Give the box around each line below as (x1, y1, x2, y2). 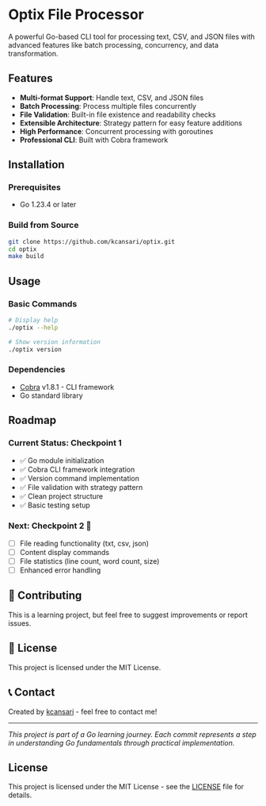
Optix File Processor (8, 6, 144, 24)
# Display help (8, 316, 59, 325)
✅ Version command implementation (19, 473, 140, 483)
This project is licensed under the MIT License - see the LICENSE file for (8, 782, 244, 792)
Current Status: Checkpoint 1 (8, 438, 123, 449)
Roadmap (8, 414, 57, 427)
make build (8, 253, 44, 260)
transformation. (8, 48, 59, 58)
